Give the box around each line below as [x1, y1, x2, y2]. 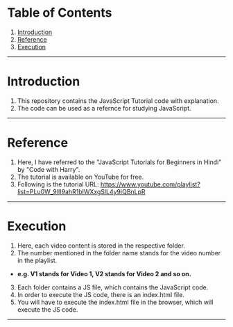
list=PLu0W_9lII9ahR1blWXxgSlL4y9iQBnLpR [17, 187, 146, 196]
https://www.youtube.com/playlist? [100, 180, 201, 189]
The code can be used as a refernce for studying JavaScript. [17, 104, 192, 112]
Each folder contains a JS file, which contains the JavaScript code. [17, 283, 209, 292]
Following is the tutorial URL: [17, 180, 99, 189]
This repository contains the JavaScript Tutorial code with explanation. [17, 96, 220, 105]
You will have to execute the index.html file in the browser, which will [17, 298, 214, 306]
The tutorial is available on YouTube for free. [17, 173, 144, 181]
